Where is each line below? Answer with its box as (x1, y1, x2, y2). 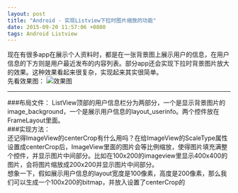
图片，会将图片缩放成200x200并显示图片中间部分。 (7, 160, 159, 169)
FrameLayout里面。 (7, 116, 64, 124)
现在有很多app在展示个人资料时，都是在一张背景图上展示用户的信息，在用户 (7, 50, 230, 59)
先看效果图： (7, 77, 45, 86)
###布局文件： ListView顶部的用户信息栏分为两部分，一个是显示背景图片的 (7, 98, 226, 107)
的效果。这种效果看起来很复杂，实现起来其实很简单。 (7, 68, 163, 76)
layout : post (7, 10, 46, 18)
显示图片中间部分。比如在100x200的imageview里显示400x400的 (38, 151, 228, 160)
